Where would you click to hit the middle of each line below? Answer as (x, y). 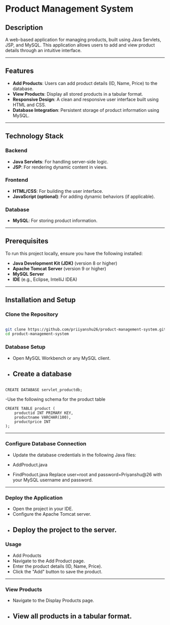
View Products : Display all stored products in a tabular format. (78, 94)
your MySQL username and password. (53, 480)
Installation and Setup (40, 300)
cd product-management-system (37, 334)
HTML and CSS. (29, 105)
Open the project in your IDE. (43, 509)
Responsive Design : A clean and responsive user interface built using (86, 99)
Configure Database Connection (46, 444)
